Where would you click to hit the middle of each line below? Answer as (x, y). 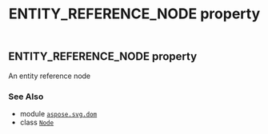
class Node (37, 122)
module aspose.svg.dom (58, 113)
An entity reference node (50, 76)
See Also (26, 97)
